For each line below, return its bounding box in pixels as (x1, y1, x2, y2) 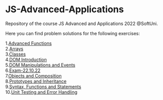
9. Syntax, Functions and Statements (5, 83, 82, 90)
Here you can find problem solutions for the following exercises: (5, 30, 141, 36)
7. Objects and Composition (5, 72, 62, 79)
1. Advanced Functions (5, 40, 52, 46)
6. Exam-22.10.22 (5, 67, 41, 73)
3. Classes (5, 51, 26, 57)
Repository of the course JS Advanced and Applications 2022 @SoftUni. (5, 20, 158, 27)
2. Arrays (5, 45, 24, 52)
